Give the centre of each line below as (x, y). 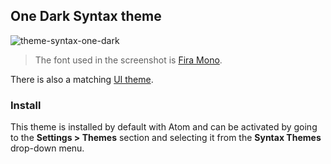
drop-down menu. (47, 148)
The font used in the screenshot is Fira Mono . (128, 60)
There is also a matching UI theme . (82, 79)
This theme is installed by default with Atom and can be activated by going (164, 127)
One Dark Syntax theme (86, 16)
